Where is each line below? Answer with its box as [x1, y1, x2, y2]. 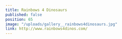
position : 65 [5, 17, 33, 22]
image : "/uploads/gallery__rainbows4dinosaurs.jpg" [5, 21, 117, 27]
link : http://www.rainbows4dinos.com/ [5, 26, 88, 31]
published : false [5, 12, 42, 17]
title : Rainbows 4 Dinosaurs [5, 7, 67, 13]
